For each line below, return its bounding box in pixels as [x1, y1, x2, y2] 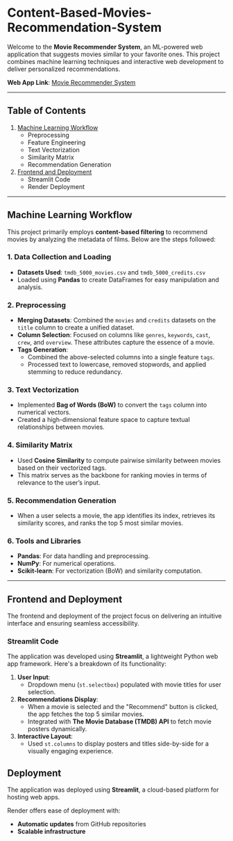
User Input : [17, 673, 51, 682]
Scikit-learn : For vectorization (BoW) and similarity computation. [17, 566, 202, 575]
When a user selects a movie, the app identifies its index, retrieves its [17, 512, 216, 520]
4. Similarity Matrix [7, 440, 73, 450]
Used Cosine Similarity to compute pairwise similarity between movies [17, 456, 221, 464]
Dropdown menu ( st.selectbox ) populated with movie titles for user [27, 680, 222, 689]
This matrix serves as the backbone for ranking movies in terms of [17, 471, 207, 479]
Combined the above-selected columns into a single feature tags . [27, 353, 215, 361]
